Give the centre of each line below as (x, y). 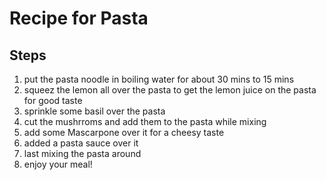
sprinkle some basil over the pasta (94, 111)
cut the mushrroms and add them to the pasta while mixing (145, 121)
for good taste (53, 100)
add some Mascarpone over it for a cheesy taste (124, 132)
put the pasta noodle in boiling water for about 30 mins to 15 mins (159, 79)
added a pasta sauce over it (81, 143)
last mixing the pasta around (82, 153)
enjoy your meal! (58, 164)
